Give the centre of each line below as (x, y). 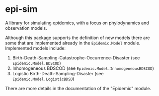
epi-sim (21, 9)
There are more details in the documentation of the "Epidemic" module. (78, 88)
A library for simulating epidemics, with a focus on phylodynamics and (77, 23)
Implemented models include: (36, 48)
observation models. (26, 28)
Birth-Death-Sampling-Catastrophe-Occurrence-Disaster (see (76, 57)
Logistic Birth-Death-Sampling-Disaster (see (58, 73)
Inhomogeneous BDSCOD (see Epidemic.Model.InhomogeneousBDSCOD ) (83, 68)
